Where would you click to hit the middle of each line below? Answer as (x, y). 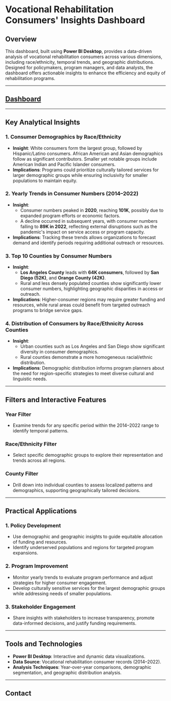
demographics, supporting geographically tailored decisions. (77, 490)
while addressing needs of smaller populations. (62, 593)
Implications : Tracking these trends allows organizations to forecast (84, 237)
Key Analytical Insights (43, 123)
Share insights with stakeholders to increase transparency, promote (83, 617)
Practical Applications (41, 511)
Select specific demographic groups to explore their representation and (88, 455)
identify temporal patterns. (40, 431)
